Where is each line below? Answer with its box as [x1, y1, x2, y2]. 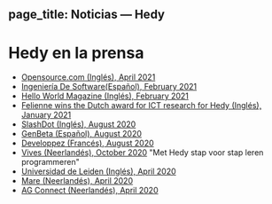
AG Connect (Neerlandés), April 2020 [20, 185, 159, 196]
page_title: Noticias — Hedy [8, 7, 166, 22]
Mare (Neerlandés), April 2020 [20, 176, 134, 186]
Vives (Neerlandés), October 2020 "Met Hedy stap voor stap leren [20, 147, 264, 158]
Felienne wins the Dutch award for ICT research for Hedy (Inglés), [20, 100, 262, 111]
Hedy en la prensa [8, 43, 144, 63]
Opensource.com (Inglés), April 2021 [20, 72, 156, 82]
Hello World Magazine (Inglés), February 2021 [20, 90, 190, 101]
